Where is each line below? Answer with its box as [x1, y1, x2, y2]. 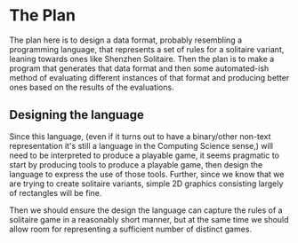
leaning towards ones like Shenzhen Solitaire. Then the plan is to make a [9, 53, 275, 64]
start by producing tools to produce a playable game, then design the [9, 159, 263, 169]
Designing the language [9, 107, 145, 122]
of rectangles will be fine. [9, 187, 102, 198]
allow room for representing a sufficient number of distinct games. [9, 223, 252, 234]
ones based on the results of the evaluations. [9, 82, 175, 92]
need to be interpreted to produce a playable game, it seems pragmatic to [9, 150, 280, 161]
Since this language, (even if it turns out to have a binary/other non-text [9, 130, 271, 142]
